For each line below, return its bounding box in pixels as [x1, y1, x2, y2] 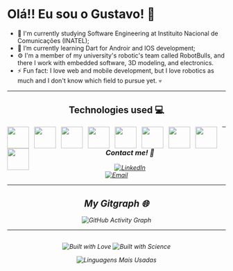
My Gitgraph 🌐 [84, 198, 149, 209]
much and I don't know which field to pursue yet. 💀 [17, 76, 162, 85]
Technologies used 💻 [68, 104, 165, 116]
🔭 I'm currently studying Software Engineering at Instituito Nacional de [17, 29, 218, 37]
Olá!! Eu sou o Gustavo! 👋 [7, 6, 155, 22]
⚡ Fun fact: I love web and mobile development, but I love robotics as [17, 66, 215, 75]
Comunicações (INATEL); [17, 36, 90, 44]
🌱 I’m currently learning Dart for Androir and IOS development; [17, 44, 196, 52]
